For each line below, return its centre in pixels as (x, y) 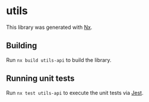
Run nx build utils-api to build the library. (59, 60)
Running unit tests (40, 79)
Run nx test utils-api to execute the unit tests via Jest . (75, 93)
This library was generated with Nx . (49, 27)
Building (21, 46)
